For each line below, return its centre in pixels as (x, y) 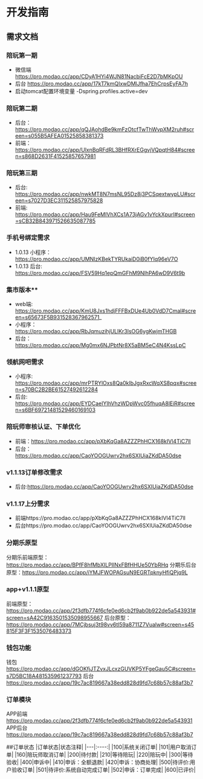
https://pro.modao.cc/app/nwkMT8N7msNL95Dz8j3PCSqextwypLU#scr (105, 194)
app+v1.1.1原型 (28, 589)
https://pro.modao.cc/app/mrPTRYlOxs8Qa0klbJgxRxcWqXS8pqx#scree (106, 383)
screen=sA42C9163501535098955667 (55, 618)
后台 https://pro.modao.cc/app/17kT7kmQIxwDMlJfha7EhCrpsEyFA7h (101, 83)
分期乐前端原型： (27, 557)
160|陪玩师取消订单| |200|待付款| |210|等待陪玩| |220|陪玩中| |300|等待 (105, 755)
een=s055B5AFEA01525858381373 (59, 136)
